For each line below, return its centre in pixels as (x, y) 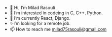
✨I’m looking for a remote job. (40, 23)
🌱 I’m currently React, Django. (40, 18)
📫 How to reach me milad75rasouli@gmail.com (58, 29)
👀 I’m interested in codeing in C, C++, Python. (56, 13)
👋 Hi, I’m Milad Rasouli (32, 8)
